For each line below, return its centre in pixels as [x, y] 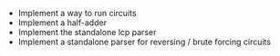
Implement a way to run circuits [77, 13]
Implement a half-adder [62, 23]
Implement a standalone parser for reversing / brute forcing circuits [145, 42]
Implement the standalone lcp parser [87, 32]
